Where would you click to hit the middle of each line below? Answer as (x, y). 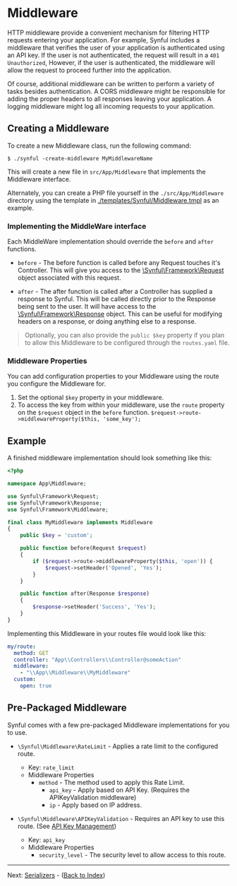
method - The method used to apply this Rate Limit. (112, 782)
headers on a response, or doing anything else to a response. (107, 321)
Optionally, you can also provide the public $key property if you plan (124, 335)
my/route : (22, 646)
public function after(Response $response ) (85, 594)
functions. (22, 249)
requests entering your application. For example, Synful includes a (104, 40)
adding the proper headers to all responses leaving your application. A (109, 99)
